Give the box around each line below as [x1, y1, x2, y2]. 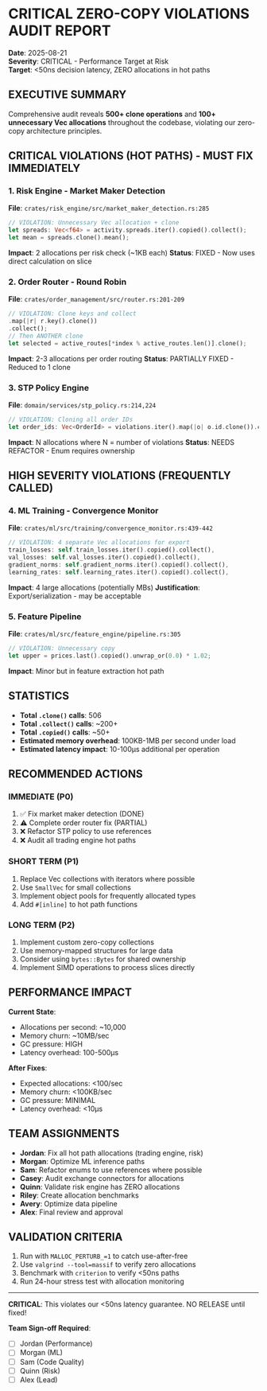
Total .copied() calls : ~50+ [19, 727, 110, 737]
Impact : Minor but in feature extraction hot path [8, 666, 164, 676]
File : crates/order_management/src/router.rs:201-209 [8, 294, 185, 304]
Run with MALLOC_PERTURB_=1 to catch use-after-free [19, 1251, 188, 1261]
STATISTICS [8, 689, 70, 703]
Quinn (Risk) [19, 1366, 61, 1375]
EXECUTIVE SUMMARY [8, 88, 127, 102]
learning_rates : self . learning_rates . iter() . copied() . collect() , [8, 568, 229, 576]
